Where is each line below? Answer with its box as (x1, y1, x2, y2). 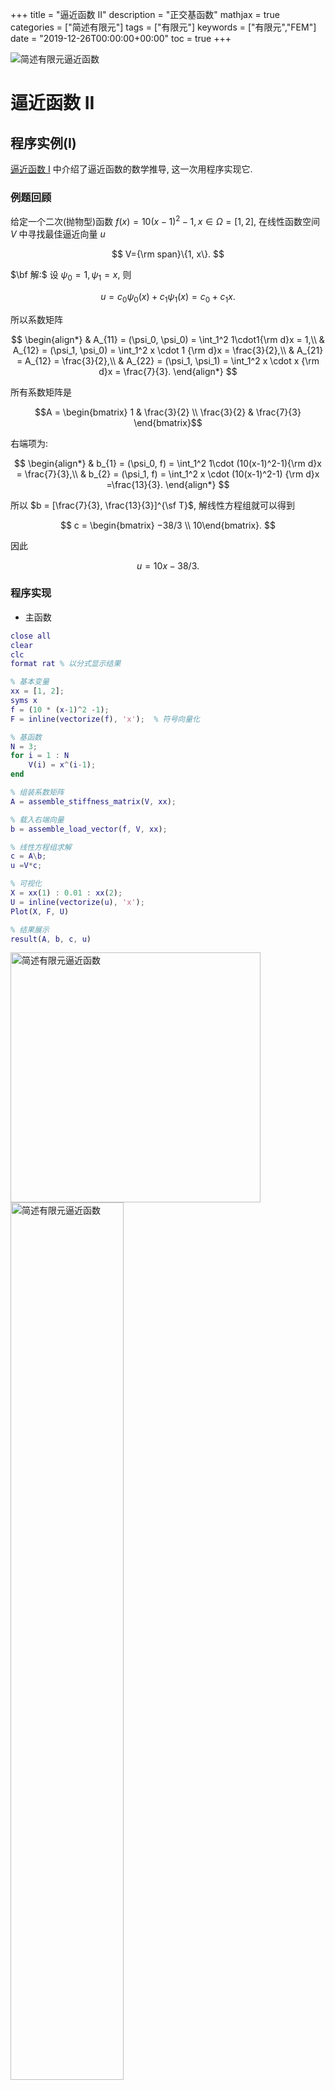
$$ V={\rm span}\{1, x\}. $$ (111, 248, 225, 260)
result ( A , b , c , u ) (10, 934, 92, 944)
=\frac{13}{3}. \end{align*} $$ (106, 478, 230, 490)
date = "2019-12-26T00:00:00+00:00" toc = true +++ (10, 33, 232, 44)
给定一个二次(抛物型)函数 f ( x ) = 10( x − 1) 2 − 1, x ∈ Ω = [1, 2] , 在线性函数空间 (10, 214, 321, 227)
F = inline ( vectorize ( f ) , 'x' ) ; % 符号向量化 (10, 714, 201, 724)
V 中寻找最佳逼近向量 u (10, 228, 106, 240)
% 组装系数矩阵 (10, 788, 65, 798)
